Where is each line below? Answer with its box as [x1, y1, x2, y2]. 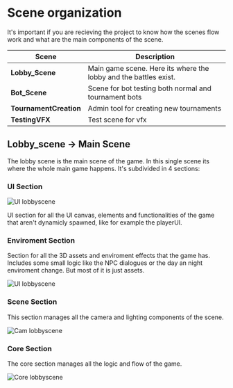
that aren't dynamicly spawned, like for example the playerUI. [7, 218, 182, 227]
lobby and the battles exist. [87, 72, 175, 81]
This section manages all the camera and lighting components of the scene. [7, 313, 224, 321]
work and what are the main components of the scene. [7, 35, 164, 43]
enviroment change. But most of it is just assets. [7, 266, 145, 275]
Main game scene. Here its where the [87, 63, 209, 73]
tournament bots [87, 92, 142, 102]
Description [135, 51, 175, 61]
